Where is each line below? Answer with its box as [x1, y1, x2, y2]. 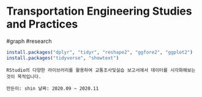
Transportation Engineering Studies [6, 4, 192, 18]
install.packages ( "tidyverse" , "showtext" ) [6, 55, 119, 61]
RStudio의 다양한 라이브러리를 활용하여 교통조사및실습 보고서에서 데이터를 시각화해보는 [6, 67, 196, 73]
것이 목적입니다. [6, 73, 42, 80]
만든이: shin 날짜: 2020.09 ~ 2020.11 [6, 85, 99, 92]
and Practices [6, 17, 78, 31]
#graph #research [6, 37, 52, 45]
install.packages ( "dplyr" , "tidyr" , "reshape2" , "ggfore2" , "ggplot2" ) [6, 49, 193, 56]
